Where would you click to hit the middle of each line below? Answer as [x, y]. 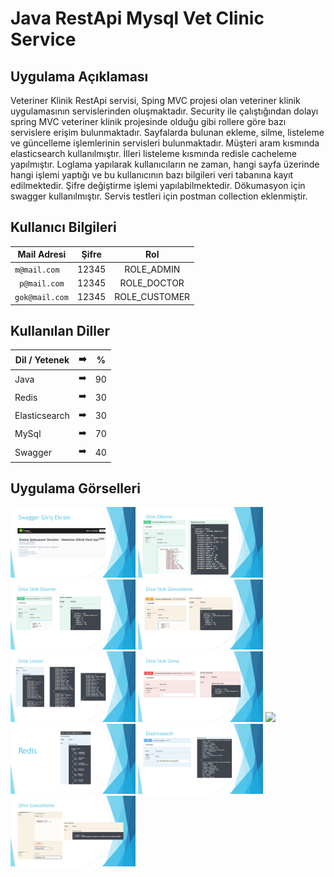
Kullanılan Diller [60, 330]
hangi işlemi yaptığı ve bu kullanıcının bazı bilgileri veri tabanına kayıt [152, 175]
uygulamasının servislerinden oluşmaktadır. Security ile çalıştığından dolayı [164, 111]
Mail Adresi [42, 254]
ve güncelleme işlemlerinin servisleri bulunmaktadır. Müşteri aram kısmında [165, 143]
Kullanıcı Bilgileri [63, 227]
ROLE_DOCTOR [152, 283]
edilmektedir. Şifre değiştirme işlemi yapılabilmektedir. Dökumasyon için [158, 185]
